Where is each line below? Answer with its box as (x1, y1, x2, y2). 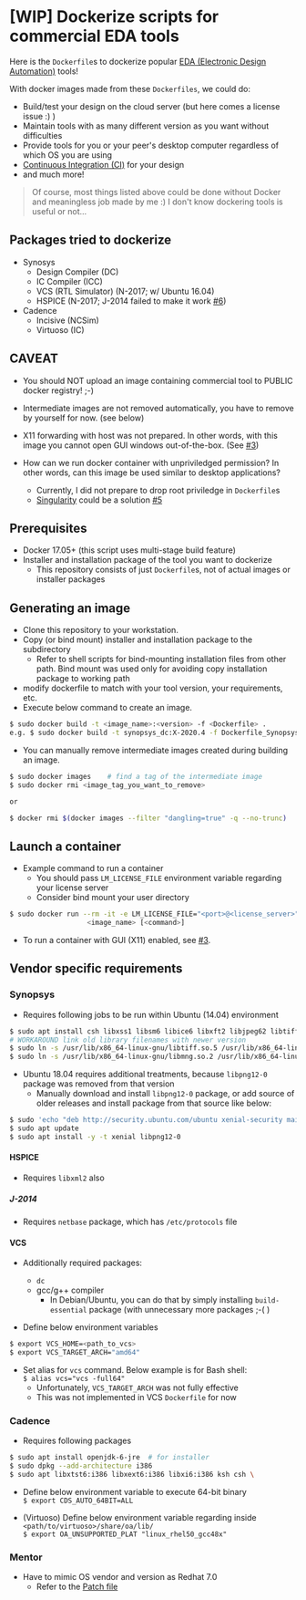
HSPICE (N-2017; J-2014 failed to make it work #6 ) (36, 295, 227, 306)
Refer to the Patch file (36, 1581, 118, 1593)
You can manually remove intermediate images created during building (22, 744, 289, 755)
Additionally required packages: (22, 1257, 143, 1269)
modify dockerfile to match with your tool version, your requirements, (22, 682, 283, 694)
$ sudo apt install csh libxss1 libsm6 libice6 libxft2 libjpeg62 (9, 1026, 267, 1036)
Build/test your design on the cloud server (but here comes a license (22, 100, 280, 111)
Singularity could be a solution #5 (36, 494, 163, 505)
